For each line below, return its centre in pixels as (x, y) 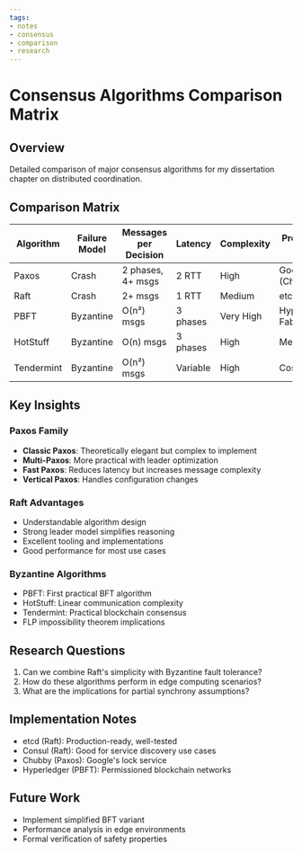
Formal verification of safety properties (95, 839)
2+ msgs (141, 296)
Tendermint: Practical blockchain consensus (104, 613)
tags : (19, 18)
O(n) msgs (144, 342)
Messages (145, 232)
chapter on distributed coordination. (76, 179)
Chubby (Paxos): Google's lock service (94, 760)
